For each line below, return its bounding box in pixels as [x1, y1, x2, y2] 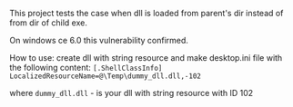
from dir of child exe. [9, 17, 88, 28]
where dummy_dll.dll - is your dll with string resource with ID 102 [9, 88, 254, 98]
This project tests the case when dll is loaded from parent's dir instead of [9, 8, 284, 18]
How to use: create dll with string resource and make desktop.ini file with [9, 53, 283, 63]
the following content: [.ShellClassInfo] [9, 63, 163, 73]
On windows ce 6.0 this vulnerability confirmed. [9, 35, 189, 45]
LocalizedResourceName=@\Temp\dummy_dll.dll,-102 [9, 72, 202, 81]
